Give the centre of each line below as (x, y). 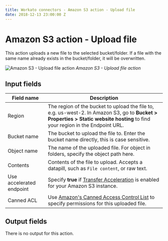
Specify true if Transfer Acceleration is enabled (103, 180)
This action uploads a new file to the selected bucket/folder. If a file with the (83, 53)
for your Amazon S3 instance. (83, 186)
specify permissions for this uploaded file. (97, 203)
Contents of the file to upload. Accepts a (95, 162)
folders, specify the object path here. (91, 154)
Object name (23, 151)
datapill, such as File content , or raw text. (97, 168)
